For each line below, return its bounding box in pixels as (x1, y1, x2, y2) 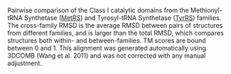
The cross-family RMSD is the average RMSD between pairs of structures (7, 21, 223, 29)
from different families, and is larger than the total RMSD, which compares (7, 28, 224, 37)
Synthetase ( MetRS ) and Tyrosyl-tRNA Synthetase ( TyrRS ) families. (23, 14, 222, 22)
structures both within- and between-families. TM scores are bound (7, 36, 206, 45)
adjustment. (7, 59, 43, 67)
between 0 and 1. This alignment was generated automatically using (7, 44, 206, 52)
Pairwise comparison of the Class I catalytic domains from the (7, 6, 190, 14)
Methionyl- (190, 6, 222, 14)
